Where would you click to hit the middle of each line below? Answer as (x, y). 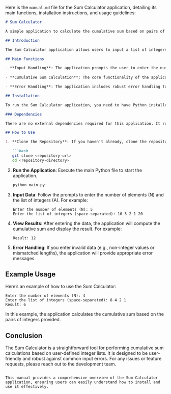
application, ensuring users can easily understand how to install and (83, 382)
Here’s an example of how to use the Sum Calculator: (61, 287)
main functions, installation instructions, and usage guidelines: (70, 13)
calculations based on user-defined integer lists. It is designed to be (77, 353)
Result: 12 (24, 238)
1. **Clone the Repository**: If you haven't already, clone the (76, 142)
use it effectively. (27, 387)
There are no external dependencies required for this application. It (83, 123)
